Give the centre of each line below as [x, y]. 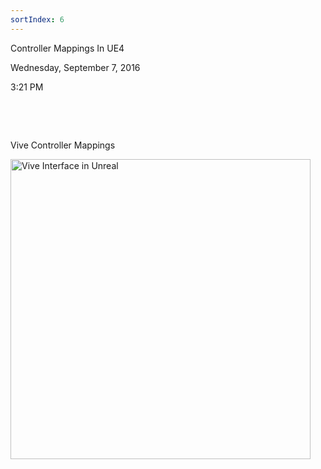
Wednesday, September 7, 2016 [75, 67]
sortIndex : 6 [37, 19]
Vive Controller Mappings [63, 145]
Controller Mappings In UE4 [67, 48]
